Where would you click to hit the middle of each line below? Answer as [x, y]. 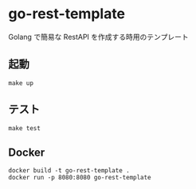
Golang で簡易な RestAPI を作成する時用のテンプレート [98, 37]
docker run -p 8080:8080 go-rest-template [80, 178]
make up [21, 83]
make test [25, 128]
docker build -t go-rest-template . [69, 171]
